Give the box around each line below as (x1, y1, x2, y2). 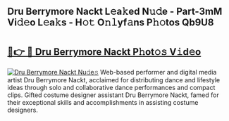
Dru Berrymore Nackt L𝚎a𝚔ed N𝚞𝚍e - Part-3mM (7, 6, 223, 18)
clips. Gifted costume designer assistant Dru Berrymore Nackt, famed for (7, 91, 220, 99)
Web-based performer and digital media (99, 68, 217, 76)
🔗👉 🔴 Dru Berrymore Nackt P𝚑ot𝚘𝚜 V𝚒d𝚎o (7, 46, 202, 58)
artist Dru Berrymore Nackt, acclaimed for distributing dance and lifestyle (7, 76, 221, 84)
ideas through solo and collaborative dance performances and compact (7, 84, 216, 91)
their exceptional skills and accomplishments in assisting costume (7, 98, 199, 106)
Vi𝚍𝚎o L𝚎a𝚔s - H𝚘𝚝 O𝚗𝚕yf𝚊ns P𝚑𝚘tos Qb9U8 (7, 17, 214, 29)
